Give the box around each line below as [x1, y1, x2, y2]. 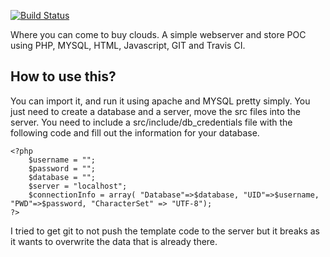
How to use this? [10, 68, 117, 85]
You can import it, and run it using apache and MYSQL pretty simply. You [10, 95, 311, 107]
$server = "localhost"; [28, 181, 128, 191]
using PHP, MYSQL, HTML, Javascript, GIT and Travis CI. [10, 40, 246, 51]
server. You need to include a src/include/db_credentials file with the [10, 116, 293, 128]
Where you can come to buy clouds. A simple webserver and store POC [10, 29, 307, 40]
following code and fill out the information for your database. [10, 126, 260, 139]
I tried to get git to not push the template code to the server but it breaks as [10, 225, 321, 237]
